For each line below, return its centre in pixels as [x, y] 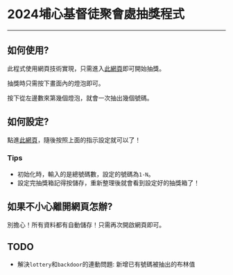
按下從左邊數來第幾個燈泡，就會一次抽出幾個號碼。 [80, 98]
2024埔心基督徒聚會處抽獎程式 [96, 14]
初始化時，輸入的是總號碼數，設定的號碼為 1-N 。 [86, 174]
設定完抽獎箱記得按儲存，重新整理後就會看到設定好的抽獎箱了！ [108, 183]
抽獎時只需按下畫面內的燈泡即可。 [56, 83]
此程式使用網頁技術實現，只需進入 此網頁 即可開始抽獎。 [86, 68]
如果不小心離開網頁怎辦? [60, 207]
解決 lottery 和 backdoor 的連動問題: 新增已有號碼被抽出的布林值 [106, 265]
